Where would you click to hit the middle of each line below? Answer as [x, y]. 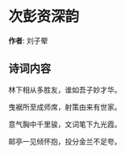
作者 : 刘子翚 [28, 41]
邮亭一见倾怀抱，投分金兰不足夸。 [65, 141]
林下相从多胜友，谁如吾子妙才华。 [65, 89]
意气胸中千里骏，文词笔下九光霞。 [65, 124]
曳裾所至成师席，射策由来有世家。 [65, 107]
